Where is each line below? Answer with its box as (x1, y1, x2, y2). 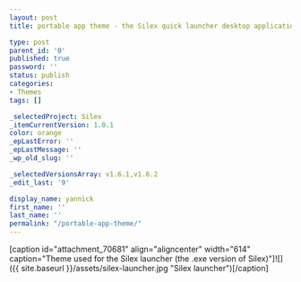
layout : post (9, 13, 58, 22)
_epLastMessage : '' (9, 145, 82, 155)
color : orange (9, 129, 63, 138)
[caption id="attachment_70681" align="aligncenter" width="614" (9, 244, 251, 254)
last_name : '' (9, 211, 63, 220)
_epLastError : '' (9, 137, 74, 146)
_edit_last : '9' (9, 178, 70, 187)
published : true (9, 55, 70, 64)
